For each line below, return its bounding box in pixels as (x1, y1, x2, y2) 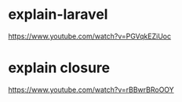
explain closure (8, 59, 111, 77)
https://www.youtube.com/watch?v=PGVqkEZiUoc (8, 31, 171, 41)
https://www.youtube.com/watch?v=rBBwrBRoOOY (8, 85, 174, 94)
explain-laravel (8, 5, 108, 24)
